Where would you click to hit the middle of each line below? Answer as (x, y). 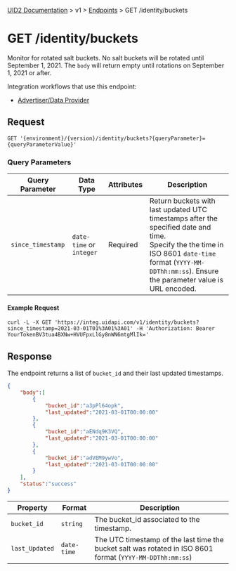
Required (123, 245)
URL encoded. (173, 289)
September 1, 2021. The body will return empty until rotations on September (116, 65)
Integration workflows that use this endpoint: (72, 86)
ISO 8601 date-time (183, 254)
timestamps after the (184, 218)
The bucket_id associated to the (147, 519)
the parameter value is (186, 280)
